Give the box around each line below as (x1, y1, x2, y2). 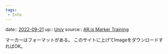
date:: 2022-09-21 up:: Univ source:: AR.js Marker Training (5, 26, 129, 32)
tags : (5, 7, 17, 13)
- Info (7, 12, 22, 17)
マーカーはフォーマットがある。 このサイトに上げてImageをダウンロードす (5, 37, 163, 43)
